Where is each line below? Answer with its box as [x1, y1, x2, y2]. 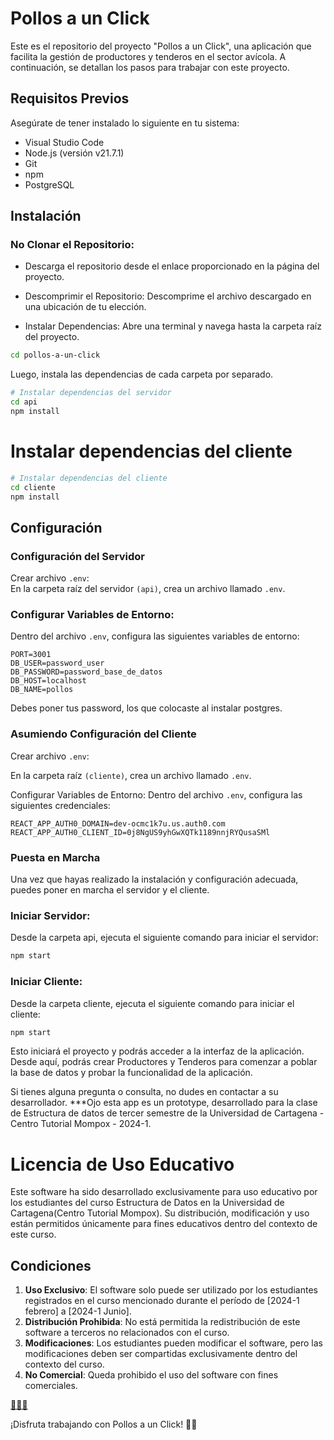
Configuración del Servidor [10, 549, 145, 563]
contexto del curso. [24, 1358, 105, 1371]
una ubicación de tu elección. [24, 301, 147, 313]
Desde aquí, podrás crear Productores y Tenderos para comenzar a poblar [10, 1056, 318, 1068]
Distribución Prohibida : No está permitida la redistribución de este [24, 1316, 301, 1328]
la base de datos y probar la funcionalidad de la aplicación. [10, 1067, 253, 1079]
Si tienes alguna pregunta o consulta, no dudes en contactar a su [10, 1086, 279, 1098]
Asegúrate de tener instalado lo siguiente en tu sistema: [10, 117, 240, 129]
